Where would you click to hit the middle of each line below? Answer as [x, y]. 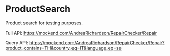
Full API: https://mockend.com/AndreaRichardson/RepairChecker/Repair [81, 33]
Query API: [17, 43]
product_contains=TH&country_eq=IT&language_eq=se [63, 48]
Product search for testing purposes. [44, 23]
